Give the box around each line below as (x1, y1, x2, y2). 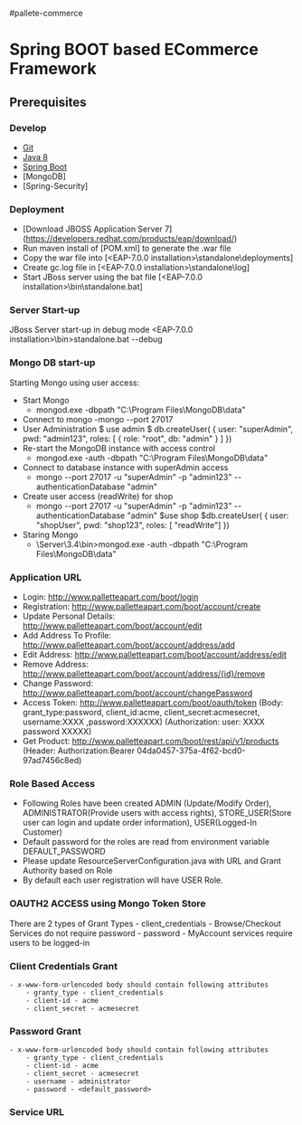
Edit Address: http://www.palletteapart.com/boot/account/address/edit (22, 649, 288, 660)
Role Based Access (9, 777, 96, 789)
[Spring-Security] (22, 180, 89, 191)
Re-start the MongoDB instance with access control (22, 442, 215, 453)
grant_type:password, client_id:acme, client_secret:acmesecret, (22, 707, 260, 718)
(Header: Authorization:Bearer (22, 745, 136, 756)
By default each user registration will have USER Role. (22, 874, 223, 885)
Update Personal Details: (22, 610, 116, 622)
